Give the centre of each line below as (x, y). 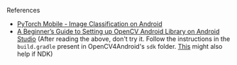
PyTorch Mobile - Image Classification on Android (89, 24)
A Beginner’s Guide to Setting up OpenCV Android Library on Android (118, 31)
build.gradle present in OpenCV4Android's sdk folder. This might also (120, 46)
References (23, 10)
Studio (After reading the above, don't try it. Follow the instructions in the (123, 39)
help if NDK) (35, 54)
